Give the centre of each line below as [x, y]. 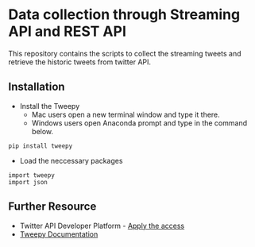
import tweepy [32, 175]
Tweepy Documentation [59, 234]
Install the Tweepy [50, 106]
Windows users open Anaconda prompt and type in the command [139, 123]
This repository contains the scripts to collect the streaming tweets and [125, 53]
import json [28, 182]
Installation [37, 87]
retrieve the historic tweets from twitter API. [80, 62]
